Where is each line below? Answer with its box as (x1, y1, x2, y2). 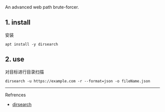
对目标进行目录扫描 (5, 69, 44, 75)
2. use (5, 55, 25, 63)
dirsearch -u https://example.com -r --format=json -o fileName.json (5, 79, 151, 84)
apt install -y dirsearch (5, 42, 58, 47)
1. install (5, 18, 31, 27)
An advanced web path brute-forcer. (5, 4, 80, 10)
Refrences (5, 92, 26, 98)
